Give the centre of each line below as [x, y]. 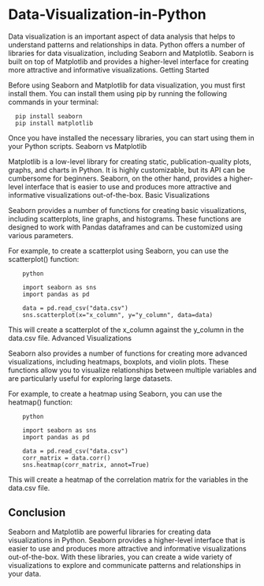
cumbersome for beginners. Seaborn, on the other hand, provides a [118, 178]
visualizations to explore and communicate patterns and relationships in [125, 565]
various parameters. [41, 235]
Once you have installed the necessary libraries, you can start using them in [131, 138]
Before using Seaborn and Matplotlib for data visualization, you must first [127, 85]
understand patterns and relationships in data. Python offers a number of [127, 44]
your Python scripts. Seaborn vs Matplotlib [78, 146]
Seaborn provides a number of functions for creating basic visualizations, [127, 210]
